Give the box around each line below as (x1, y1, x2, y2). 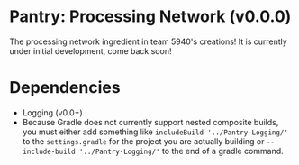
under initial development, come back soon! (9, 45, 172, 56)
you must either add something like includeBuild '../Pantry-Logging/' (22, 126, 288, 137)
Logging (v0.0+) (22, 106, 83, 118)
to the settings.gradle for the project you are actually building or (22, 135, 265, 146)
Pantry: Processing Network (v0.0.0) (9, 6, 292, 27)
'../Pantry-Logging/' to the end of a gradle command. (79, 145, 284, 156)
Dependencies (9, 78, 121, 98)
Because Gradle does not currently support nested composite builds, (22, 116, 279, 127)
